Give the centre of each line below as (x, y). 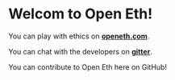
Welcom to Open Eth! (81, 14)
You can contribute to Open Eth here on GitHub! (88, 67)
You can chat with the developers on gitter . (81, 51)
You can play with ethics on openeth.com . (79, 36)
